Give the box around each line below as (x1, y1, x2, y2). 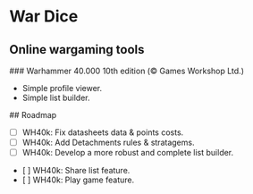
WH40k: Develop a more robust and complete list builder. (21, 148, 234, 158)
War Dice (9, 6, 79, 27)
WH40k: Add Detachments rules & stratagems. (21, 137, 195, 148)
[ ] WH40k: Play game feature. (21, 174, 135, 185)
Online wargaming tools (9, 42, 145, 57)
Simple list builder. (21, 92, 90, 103)
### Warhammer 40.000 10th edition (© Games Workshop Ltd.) (9, 65, 244, 76)
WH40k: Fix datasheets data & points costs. (21, 127, 184, 138)
